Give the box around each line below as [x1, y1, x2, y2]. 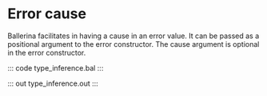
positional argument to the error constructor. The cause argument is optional [7, 39, 260, 48]
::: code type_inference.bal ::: [7, 63, 104, 72]
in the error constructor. [7, 48, 86, 57]
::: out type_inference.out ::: [7, 79, 99, 88]
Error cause [7, 5, 87, 23]
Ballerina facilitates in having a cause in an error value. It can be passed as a [7, 31, 260, 40]
